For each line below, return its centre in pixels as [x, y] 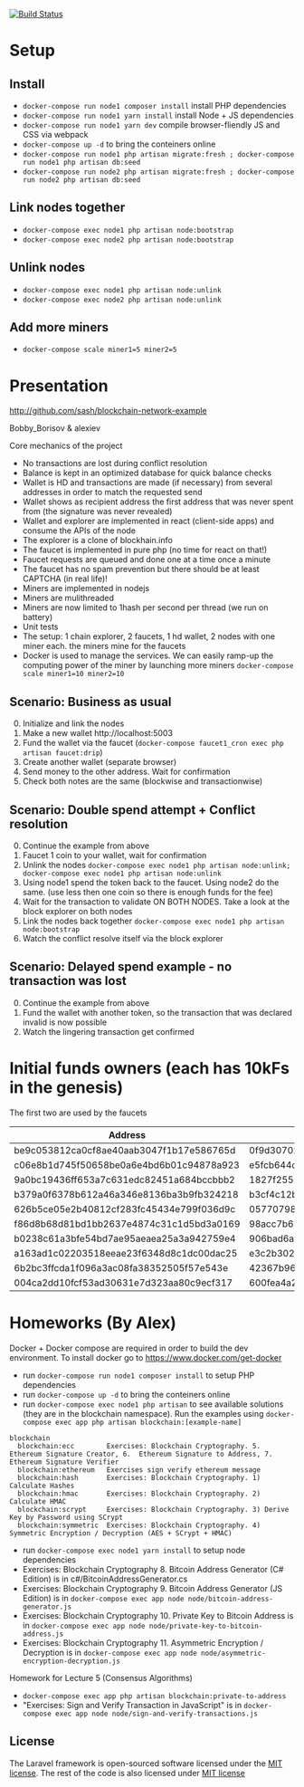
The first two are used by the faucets [78, 1113]
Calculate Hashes [42, 1486]
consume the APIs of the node [79, 530]
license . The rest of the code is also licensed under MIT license [128, 1773]
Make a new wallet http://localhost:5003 [98, 733]
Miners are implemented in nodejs [86, 588]
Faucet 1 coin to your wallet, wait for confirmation [114, 855]
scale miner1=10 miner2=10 [73, 674]
